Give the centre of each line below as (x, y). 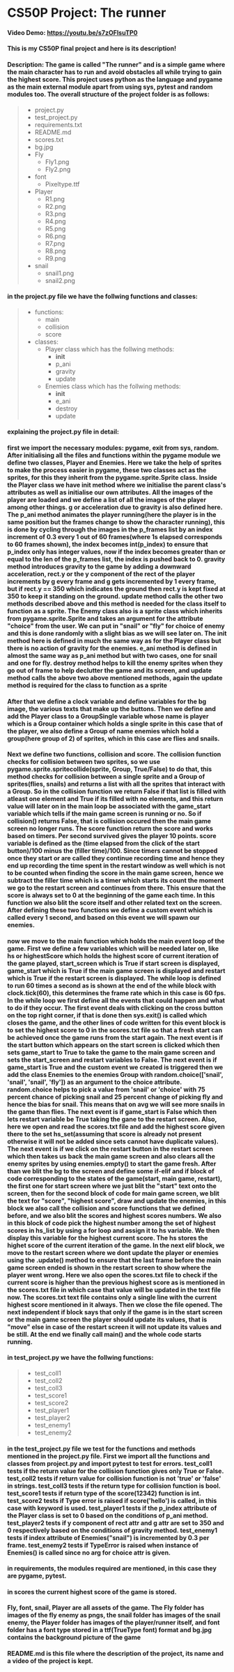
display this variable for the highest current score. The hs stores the (108, 1238)
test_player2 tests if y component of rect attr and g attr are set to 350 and (116, 1523)
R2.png (55, 206)
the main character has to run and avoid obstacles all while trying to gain (114, 72)
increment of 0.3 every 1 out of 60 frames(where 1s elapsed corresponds (115, 536)
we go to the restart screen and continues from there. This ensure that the (117, 888)
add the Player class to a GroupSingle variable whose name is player (108, 716)
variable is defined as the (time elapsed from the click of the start (103, 844)
